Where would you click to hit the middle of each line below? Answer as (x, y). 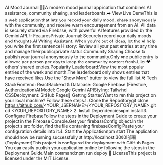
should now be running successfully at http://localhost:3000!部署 (71, 137)
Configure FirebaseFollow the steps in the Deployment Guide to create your (81, 116)
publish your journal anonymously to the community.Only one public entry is (81, 57)
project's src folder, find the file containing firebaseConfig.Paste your (75, 126)
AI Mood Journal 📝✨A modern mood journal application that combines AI (78, 8)
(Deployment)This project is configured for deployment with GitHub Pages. (80, 143)
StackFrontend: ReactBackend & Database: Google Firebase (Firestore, (76, 85)
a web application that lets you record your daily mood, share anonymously (81, 20)
